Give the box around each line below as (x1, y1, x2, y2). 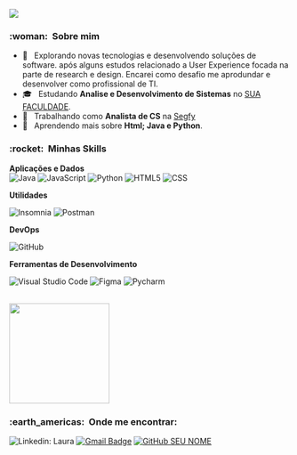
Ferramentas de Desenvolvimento (9, 258, 138, 269)
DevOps (9, 223, 40, 235)
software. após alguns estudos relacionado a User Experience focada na (21, 60, 289, 70)
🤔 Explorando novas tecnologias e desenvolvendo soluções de (21, 50, 257, 61)
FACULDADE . (21, 102, 71, 112)
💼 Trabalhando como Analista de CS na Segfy (21, 111, 196, 122)
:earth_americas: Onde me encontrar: (9, 415, 178, 427)
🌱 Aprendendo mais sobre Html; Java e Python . (21, 120, 203, 131)
